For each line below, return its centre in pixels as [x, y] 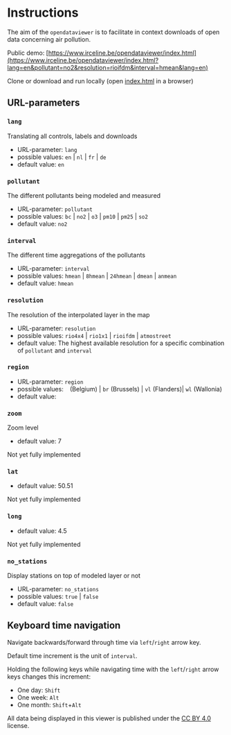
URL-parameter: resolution [56, 328]
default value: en [40, 164]
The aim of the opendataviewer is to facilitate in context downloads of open [113, 32]
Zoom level [23, 428]
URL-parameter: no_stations [58, 589]
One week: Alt [38, 697]
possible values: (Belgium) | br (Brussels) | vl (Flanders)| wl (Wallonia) [120, 389]
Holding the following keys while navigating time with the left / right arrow [113, 669]
